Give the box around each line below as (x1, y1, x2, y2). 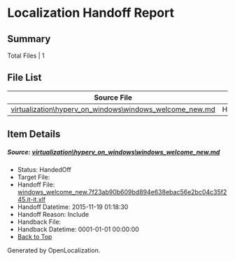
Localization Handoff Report (7, 5, 175, 21)
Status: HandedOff (17, 166, 71, 174)
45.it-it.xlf (17, 195, 46, 204)
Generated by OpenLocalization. (7, 246, 101, 255)
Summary (7, 33, 51, 45)
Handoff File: (17, 180, 55, 189)
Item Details (7, 128, 61, 140)
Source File (94, 93, 133, 102)
